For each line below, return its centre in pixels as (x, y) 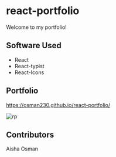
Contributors (30, 134)
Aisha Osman (22, 149)
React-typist (30, 66)
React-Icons (29, 72)
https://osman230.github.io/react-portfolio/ (58, 105)
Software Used (34, 46)
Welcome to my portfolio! (37, 27)
